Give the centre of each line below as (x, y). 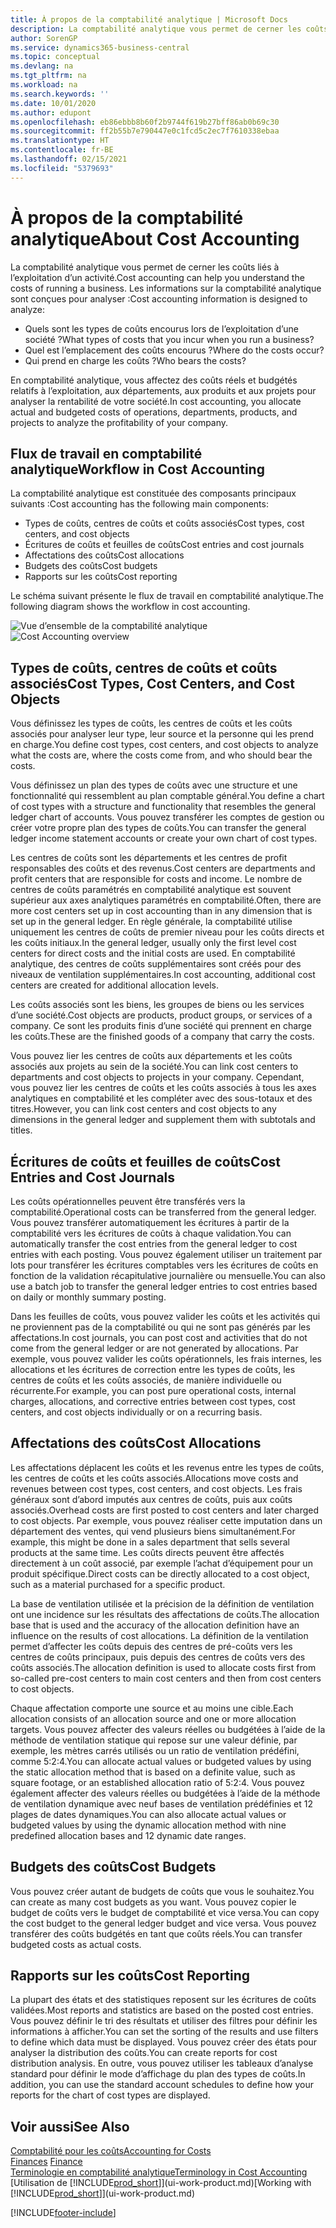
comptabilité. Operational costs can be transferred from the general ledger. (163, 1212)
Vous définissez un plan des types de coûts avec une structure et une (154, 785)
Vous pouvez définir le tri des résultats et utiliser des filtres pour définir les (164, 2021)
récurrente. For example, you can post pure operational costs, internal (153, 1390)
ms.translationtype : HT (60, 141)
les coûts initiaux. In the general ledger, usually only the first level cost (153, 943)
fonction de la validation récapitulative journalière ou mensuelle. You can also (168, 1275)
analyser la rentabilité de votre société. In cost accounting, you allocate (156, 401)
